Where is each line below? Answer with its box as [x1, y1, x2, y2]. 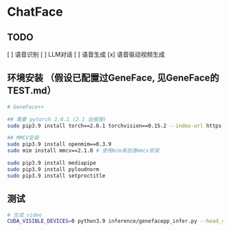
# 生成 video [7, 211, 42, 219]
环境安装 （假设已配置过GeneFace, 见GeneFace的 [7, 72, 220, 84]
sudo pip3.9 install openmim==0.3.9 [7, 141, 112, 148]
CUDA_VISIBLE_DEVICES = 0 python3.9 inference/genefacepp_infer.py [7, 218, 197, 225]
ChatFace [7, 4, 64, 20]
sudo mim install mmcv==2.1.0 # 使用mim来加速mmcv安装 [7, 148, 159, 154]
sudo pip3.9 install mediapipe [7, 160, 97, 167]
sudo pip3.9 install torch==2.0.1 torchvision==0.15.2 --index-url [7, 122, 204, 129]
